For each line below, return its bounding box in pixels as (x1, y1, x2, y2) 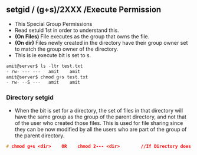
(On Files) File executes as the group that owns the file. (14, 32, 150, 40)
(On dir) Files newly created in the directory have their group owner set (14, 39, 188, 46)
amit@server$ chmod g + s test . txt (6, 74, 88, 80)
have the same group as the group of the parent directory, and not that (14, 113, 187, 120)
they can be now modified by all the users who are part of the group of (14, 126, 187, 133)
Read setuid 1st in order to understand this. (14, 27, 119, 34)
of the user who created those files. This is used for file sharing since (14, 119, 183, 126)
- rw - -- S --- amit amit (6, 80, 81, 85)
